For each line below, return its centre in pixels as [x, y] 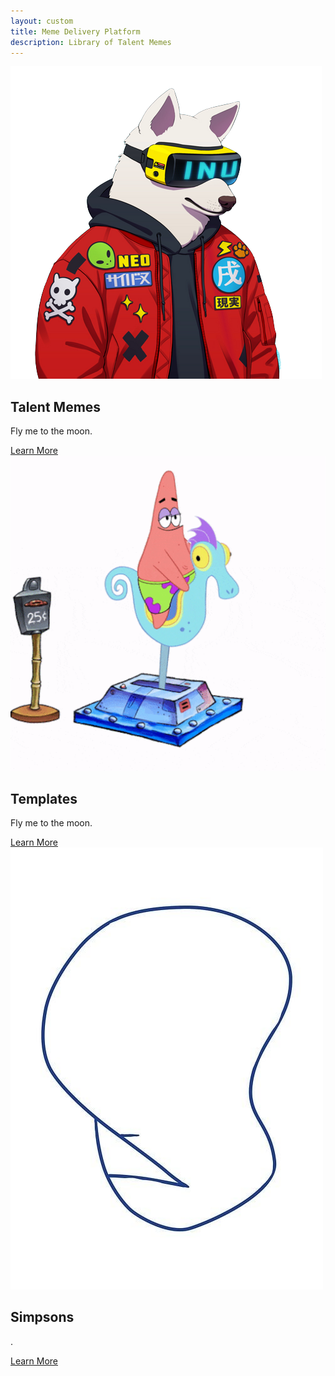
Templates [44, 798]
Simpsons [42, 1317]
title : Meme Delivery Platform [75, 31]
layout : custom [42, 21]
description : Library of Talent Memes [91, 42]
